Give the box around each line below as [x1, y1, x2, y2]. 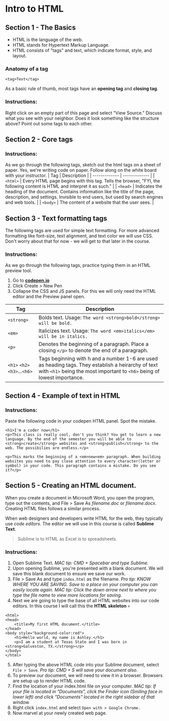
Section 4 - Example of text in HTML [5, 391, 121, 400]
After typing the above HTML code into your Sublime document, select [12, 662, 159, 668]
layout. [12, 53, 27, 59]
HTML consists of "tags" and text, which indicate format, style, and [12, 48, 152, 53]
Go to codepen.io [12, 278, 50, 284]
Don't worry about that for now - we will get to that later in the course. [5, 238, 150, 244]
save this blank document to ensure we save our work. [12, 571, 126, 577]
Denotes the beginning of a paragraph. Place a [38, 341, 149, 348]
